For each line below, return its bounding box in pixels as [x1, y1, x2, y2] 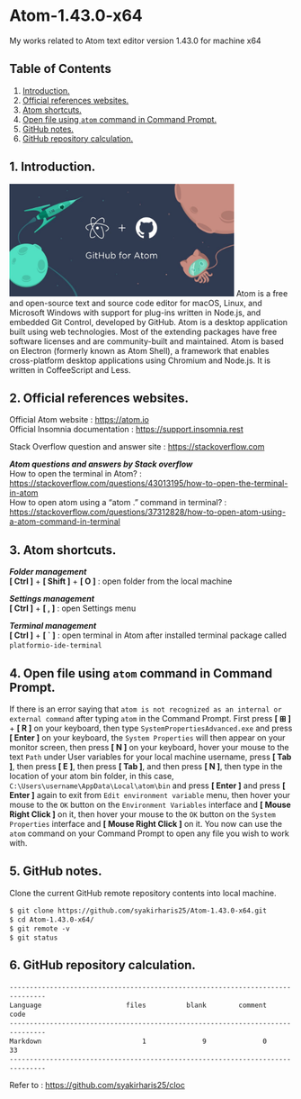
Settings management [9, 594, 95, 604]
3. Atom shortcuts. [9, 542, 117, 558]
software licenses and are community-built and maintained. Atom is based [9, 335, 285, 347]
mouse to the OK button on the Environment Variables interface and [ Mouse [9, 799, 292, 810]
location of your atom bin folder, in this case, [9, 771, 174, 781]
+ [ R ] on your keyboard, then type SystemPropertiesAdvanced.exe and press [9, 722, 293, 733]
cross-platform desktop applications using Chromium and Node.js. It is [9, 355, 271, 366]
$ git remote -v [9, 924, 70, 933]
